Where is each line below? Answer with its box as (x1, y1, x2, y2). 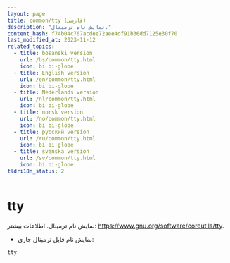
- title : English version (13, 69, 90, 76)
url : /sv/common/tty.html (20, 154, 96, 162)
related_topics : (7, 43, 55, 50)
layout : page (7, 10, 46, 18)
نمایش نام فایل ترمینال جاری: (17, 235, 94, 243)
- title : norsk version (13, 109, 83, 116)
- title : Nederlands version (13, 89, 99, 96)
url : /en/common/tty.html (20, 75, 96, 83)
